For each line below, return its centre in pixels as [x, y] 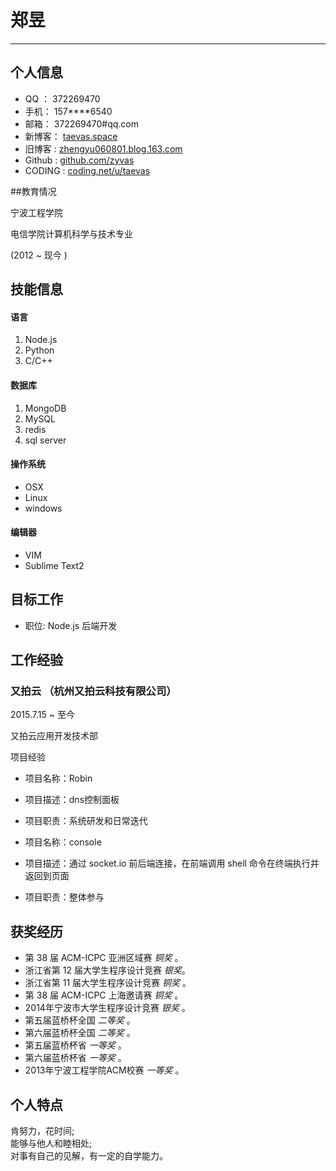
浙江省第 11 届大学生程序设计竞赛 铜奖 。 [108, 983]
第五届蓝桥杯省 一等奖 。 [75, 1045]
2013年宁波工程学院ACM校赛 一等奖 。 [104, 1070]
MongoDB [45, 408]
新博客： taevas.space [71, 136]
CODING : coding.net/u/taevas [87, 170]
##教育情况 [33, 191]
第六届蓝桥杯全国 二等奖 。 [80, 1033]
